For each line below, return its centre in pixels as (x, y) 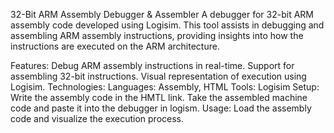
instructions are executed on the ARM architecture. (115, 46)
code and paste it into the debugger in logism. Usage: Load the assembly (161, 108)
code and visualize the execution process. (97, 118)
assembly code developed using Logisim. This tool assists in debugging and (167, 25)
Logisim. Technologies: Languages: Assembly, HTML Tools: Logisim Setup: (165, 87)
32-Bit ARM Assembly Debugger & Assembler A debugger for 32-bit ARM (162, 14)
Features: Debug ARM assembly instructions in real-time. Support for (152, 65)
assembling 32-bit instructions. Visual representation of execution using (158, 76)
